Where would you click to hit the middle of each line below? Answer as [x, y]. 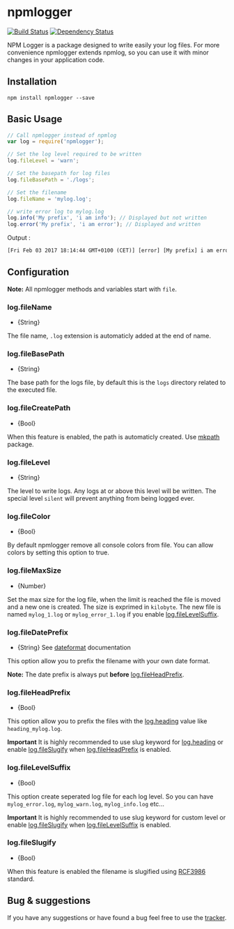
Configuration [38, 272]
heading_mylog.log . [35, 729]
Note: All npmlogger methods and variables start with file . [92, 289]
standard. [21, 879]
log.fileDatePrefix [38, 632]
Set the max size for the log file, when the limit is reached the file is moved [114, 599]
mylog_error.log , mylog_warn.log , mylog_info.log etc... [86, 803]
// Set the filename [37, 192]
